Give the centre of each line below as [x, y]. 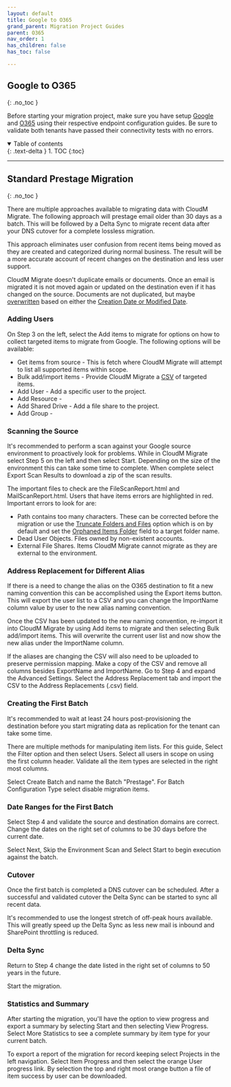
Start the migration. [34, 986]
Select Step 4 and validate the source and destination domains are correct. [113, 821]
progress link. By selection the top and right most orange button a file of [109, 1068]
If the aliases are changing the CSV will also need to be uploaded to [103, 656]
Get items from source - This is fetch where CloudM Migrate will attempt [120, 362]
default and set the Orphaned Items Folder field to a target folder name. [118, 531]
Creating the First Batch [48, 704]
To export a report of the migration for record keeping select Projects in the [114, 1054]
